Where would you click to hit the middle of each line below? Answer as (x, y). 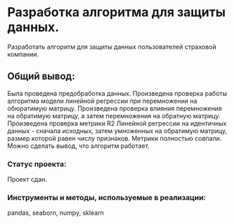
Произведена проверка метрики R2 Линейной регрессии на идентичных (117, 123)
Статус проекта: (37, 164)
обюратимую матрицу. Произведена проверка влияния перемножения (115, 108)
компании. (23, 54)
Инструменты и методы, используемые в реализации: (106, 197)
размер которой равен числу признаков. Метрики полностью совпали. (115, 138)
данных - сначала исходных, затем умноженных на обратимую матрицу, (117, 130)
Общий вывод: (41, 76)
